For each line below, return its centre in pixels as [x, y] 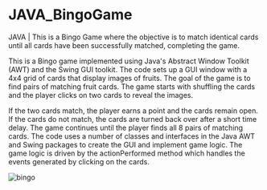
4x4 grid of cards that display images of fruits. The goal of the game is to [129, 78]
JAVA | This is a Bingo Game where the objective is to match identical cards [133, 37]
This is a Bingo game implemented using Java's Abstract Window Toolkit [129, 61]
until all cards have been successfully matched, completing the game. [124, 45]
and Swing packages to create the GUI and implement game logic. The [125, 144]
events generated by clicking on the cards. [79, 161]
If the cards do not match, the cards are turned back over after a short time [133, 119]
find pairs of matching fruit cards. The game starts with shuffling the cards [132, 87]
